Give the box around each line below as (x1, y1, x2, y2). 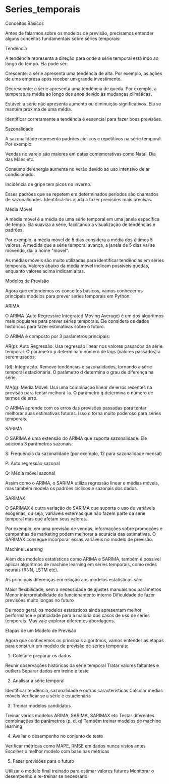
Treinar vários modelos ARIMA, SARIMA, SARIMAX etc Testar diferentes (5, 712, 155, 718)
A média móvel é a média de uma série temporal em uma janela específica (5, 216, 160, 222)
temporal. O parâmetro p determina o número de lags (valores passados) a (5, 348, 161, 354)
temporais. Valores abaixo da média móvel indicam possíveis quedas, (5, 263, 150, 269)
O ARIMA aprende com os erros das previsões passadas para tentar (5, 404, 147, 411)
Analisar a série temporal (12, 678, 65, 684)
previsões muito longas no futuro (5, 597, 74, 603)
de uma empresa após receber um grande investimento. (5, 76, 122, 82)
